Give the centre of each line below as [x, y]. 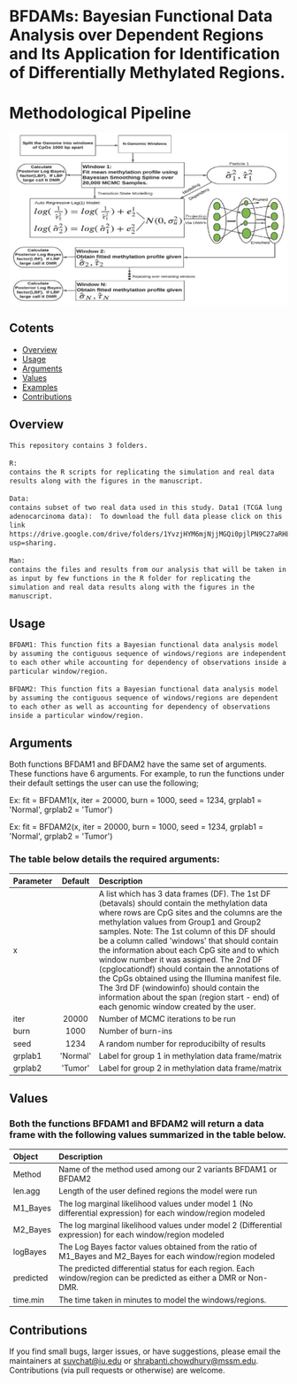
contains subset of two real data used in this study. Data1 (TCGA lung [146, 508]
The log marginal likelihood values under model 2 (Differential [171, 1225]
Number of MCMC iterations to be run [167, 1019]
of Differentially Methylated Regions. [147, 73]
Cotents [32, 328]
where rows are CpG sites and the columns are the [190, 912]
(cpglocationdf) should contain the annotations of [189, 969]
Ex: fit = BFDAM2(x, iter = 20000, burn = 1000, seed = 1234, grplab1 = [137, 826]
